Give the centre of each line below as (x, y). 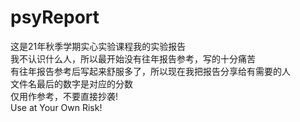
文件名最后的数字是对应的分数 (71, 83)
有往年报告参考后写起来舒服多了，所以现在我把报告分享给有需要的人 (150, 71)
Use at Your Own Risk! (56, 107)
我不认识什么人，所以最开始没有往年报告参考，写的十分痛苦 (133, 58)
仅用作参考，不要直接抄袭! (64, 96)
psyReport (55, 17)
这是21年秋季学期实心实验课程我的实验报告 (98, 46)
